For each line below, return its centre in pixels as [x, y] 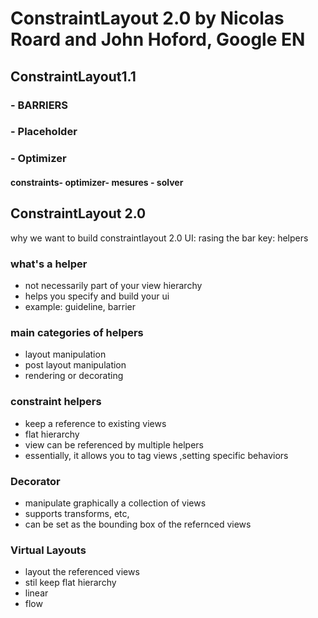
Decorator [35, 481]
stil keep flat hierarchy [70, 583]
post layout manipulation [75, 365]
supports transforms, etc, [77, 513]
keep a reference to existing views [95, 423]
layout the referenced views [82, 572]
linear [36, 593]
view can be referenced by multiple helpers [114, 444]
